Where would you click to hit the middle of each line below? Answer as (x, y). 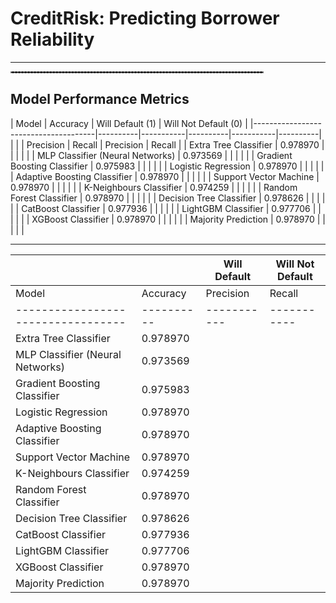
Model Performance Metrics (100, 99)
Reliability (52, 39)
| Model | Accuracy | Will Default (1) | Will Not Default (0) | (129, 123)
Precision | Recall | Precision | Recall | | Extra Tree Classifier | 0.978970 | (175, 144)
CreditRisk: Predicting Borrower (145, 18)
